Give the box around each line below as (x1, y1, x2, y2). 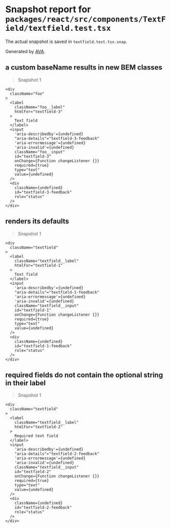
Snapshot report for (5, 4, 91, 15)
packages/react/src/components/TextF (5, 14, 166, 24)
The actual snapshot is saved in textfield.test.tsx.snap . (5, 38, 127, 45)
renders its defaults (5, 217, 69, 226)
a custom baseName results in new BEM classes (5, 63, 163, 72)
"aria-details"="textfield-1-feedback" (14, 290, 100, 295)
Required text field (14, 433, 58, 438)
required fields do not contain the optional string (5, 370, 163, 379)
